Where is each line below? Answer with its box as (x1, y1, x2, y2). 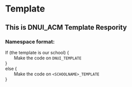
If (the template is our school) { (5, 49, 69, 55)
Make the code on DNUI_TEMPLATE (14, 55, 81, 61)
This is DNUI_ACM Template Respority (5, 23, 127, 32)
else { (5, 65, 17, 71)
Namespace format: (5, 38, 55, 45)
